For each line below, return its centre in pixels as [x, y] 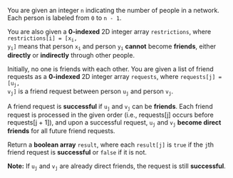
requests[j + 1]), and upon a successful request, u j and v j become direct [114, 122]
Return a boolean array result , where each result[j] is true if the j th [110, 145]
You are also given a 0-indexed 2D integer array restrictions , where [109, 32]
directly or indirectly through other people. [71, 55]
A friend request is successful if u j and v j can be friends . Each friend [110, 106]
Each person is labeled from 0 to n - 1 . [64, 18]
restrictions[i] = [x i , [42, 39]
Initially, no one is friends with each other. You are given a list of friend [110, 69]
